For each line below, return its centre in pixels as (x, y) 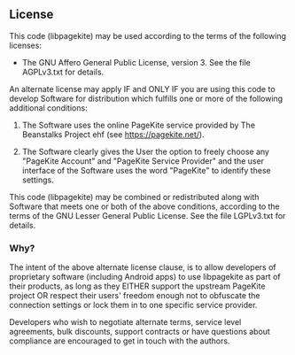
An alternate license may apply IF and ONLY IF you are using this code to (143, 89)
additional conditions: (48, 108)
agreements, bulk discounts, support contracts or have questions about (140, 332)
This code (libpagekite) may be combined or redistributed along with (134, 197)
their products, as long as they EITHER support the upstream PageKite (137, 286)
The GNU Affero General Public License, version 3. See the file (136, 62)
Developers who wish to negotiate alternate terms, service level (125, 322)
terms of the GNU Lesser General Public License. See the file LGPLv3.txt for (147, 215)
